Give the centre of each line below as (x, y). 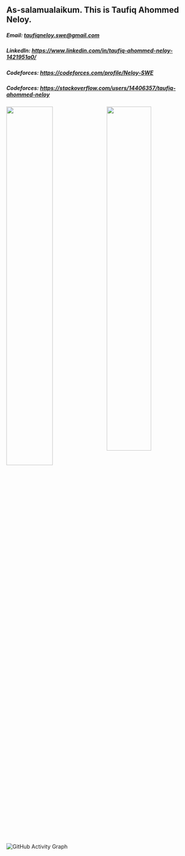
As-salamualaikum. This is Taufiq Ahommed (93, 10)
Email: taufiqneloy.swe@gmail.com (53, 35)
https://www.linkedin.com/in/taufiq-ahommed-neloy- (102, 51)
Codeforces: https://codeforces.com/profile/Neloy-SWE (80, 72)
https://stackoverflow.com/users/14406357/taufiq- (108, 88)
